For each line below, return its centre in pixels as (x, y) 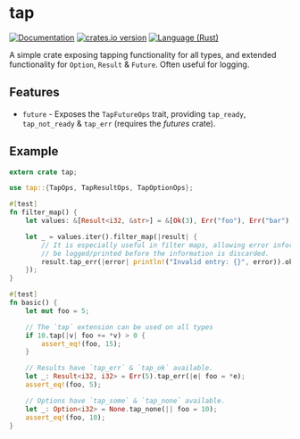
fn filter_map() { (43, 212)
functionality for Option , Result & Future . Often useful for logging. (129, 64)
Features (34, 92)
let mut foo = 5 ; (58, 311)
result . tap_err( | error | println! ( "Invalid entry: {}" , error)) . (163, 261)
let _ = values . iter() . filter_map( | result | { (112, 236)
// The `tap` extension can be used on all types (120, 327)
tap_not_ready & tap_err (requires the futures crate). (119, 123)
